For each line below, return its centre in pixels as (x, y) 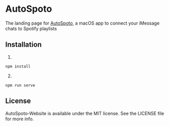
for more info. (20, 119)
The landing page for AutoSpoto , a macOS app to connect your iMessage (82, 23)
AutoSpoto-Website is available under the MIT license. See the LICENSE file (85, 113)
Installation (23, 45)
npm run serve (20, 85)
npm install (18, 66)
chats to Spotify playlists (31, 28)
